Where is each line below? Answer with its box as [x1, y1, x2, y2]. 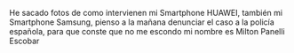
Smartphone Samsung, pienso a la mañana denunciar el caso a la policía [9, 17, 275, 27]
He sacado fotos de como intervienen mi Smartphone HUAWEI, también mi [9, 8, 282, 18]
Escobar [9, 35, 40, 46]
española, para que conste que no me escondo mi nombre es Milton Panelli [9, 26, 286, 36]
